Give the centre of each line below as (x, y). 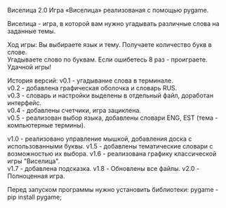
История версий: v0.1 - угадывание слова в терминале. (90, 81)
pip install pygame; (34, 197)
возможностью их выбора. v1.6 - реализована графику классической (112, 154)
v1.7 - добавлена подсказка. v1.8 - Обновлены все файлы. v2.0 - (104, 168)
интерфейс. (25, 103)
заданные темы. (32, 31)
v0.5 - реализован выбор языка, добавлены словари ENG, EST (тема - (113, 118)
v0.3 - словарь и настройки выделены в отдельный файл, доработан (111, 95)
